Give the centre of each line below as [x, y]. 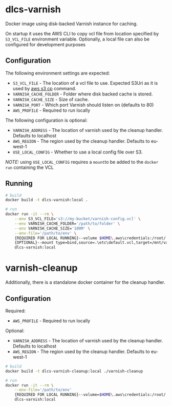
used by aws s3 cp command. [45, 88]
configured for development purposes [46, 44]
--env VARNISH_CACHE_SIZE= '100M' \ [52, 228]
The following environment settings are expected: [58, 73]
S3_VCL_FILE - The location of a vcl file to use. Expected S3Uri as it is [85, 83]
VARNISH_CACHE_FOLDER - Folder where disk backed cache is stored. [83, 94]
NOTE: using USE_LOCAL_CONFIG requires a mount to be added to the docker [82, 162]
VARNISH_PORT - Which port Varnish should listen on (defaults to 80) [83, 105]
